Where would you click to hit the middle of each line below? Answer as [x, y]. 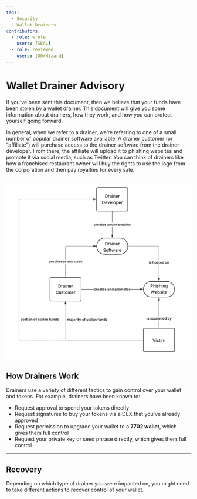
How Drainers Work [43, 376]
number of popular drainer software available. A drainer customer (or [89, 138]
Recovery [24, 469]
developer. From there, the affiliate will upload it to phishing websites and [94, 151]
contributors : [23, 31]
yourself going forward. [35, 121]
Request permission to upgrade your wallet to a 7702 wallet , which [96, 427]
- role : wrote [28, 37]
